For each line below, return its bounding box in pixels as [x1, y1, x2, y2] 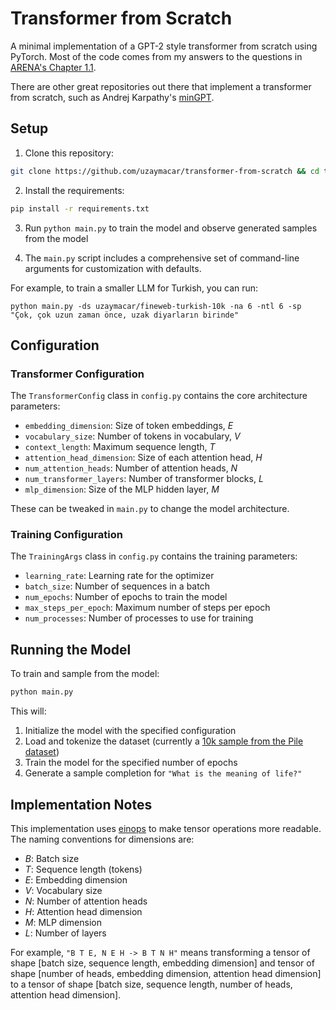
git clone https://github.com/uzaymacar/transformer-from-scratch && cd [10, 166, 320, 176]
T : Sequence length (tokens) [24, 863, 143, 875]
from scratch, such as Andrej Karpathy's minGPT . [10, 91, 215, 103]
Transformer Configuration [10, 367, 145, 381]
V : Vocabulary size [24, 884, 103, 896]
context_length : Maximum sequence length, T [24, 441, 216, 453]
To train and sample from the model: [10, 668, 160, 680]
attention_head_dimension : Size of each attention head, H [24, 452, 263, 464]
